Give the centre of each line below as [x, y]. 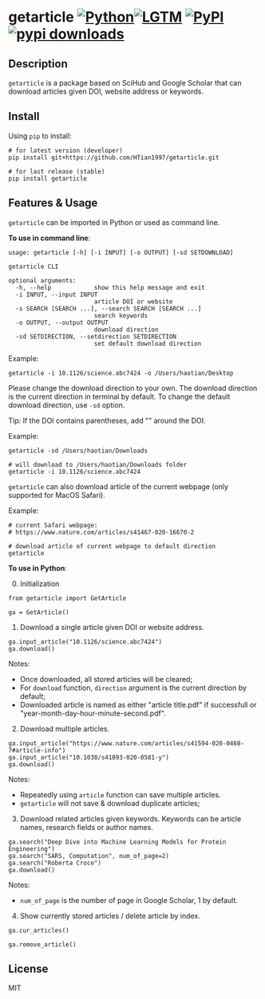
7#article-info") [37, 750]
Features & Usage [53, 203]
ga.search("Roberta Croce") [55, 863]
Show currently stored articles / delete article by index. [110, 916]
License [28, 969]
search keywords [121, 315]
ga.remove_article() [43, 945]
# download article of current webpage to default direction [112, 546]
